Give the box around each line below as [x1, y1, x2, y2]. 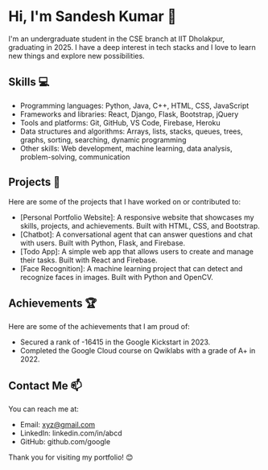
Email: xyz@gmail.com [19, 420, 96, 430]
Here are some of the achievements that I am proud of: [8, 322, 191, 332]
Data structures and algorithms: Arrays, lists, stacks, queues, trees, [19, 126, 243, 136]
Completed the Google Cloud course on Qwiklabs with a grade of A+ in [19, 346, 256, 356]
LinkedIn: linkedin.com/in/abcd [19, 428, 122, 438]
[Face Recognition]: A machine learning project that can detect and [19, 263, 243, 273]
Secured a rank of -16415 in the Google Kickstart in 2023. [19, 337, 211, 347]
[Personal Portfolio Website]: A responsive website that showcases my [19, 212, 255, 222]
